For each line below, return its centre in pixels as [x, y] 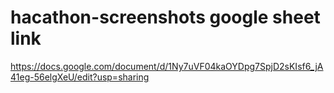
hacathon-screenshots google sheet [165, 17]
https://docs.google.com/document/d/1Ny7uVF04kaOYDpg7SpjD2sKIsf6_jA [167, 66]
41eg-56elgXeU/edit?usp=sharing [80, 77]
